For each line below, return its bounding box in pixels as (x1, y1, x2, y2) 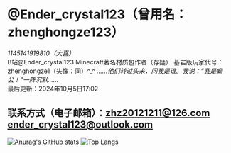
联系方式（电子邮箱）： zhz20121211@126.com (7, 107, 210, 119)
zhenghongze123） (7, 24, 124, 40)
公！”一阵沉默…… (7, 75, 59, 84)
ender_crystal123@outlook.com (7, 118, 154, 131)
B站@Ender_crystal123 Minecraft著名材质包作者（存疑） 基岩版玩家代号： (7, 57, 224, 66)
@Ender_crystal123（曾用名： (7, 6, 188, 23)
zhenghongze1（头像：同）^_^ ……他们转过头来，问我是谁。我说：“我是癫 (7, 67, 222, 75)
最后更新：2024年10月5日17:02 (7, 84, 99, 93)
